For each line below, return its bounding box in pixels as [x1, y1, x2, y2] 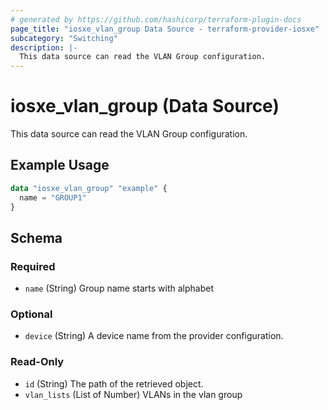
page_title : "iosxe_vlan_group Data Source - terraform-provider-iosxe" [10, 24, 320, 34]
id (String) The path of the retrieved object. [24, 377, 204, 390]
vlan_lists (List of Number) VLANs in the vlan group [24, 388, 243, 400]
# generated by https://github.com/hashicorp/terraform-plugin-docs [10, 14, 302, 25]
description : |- [10, 42, 78, 53]
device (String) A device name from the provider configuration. [24, 330, 284, 342]
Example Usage [10, 157, 110, 174]
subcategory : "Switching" [10, 33, 118, 43]
